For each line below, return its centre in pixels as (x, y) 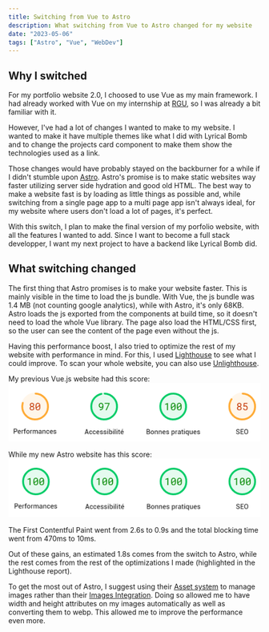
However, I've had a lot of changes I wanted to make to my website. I (122, 127)
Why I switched (48, 76)
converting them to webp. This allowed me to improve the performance (126, 612)
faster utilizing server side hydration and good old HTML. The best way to (130, 186)
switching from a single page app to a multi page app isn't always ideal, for (132, 203)
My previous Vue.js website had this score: (79, 378)
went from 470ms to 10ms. (52, 538)
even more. (27, 620)
